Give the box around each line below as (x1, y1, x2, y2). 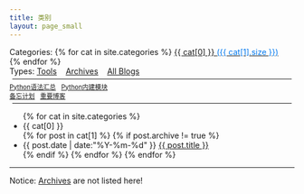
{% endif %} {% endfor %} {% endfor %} (22, 149, 176, 160)
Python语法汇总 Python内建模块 (9, 82, 109, 91)
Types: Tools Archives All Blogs (9, 65, 140, 77)
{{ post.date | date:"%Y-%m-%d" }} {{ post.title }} (22, 139, 210, 150)
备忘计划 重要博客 (9, 91, 66, 100)
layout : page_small (9, 22, 83, 31)
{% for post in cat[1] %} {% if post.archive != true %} (22, 130, 220, 141)
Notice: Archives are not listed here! (9, 175, 143, 186)
